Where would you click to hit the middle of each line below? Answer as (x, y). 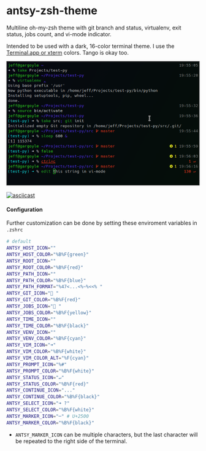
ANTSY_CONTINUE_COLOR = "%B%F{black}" (53, 397)
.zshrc (15, 230)
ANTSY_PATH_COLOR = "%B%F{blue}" (46, 280)
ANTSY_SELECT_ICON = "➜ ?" (38, 403)
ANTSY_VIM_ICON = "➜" (31, 345)
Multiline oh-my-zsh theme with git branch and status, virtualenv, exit (94, 28)
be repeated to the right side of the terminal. (71, 441)
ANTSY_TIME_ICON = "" (31, 319)
